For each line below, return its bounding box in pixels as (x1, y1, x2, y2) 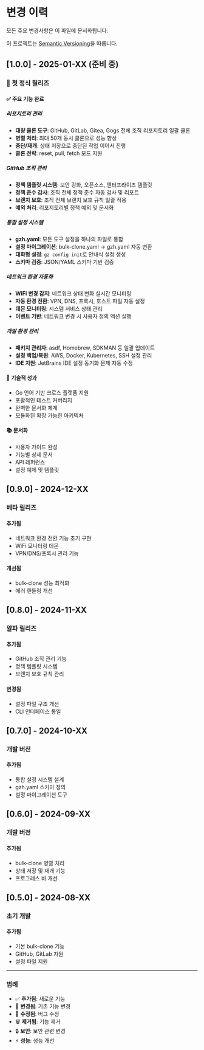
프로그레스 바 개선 (15, 874, 58, 882)
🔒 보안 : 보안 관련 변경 (15, 1028, 66, 1035)
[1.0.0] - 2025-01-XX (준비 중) (6, 59, 119, 70)
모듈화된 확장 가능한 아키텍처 (15, 412, 84, 419)
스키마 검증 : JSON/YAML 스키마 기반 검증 (15, 258, 114, 265)
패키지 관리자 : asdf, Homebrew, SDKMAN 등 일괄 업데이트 (15, 344, 155, 351)
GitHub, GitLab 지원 (15, 950, 64, 958)
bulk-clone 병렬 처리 (15, 859, 65, 866)
